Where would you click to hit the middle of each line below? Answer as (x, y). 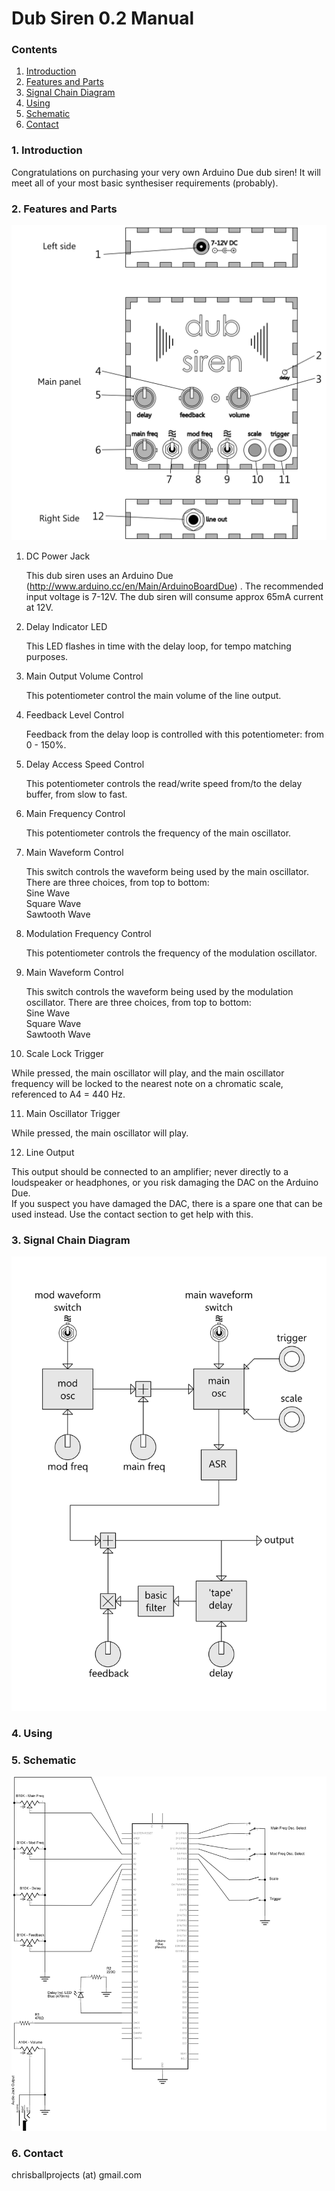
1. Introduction (47, 150)
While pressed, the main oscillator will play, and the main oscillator (148, 1073)
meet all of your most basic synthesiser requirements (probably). (145, 183)
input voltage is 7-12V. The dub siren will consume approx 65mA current (174, 597)
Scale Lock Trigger (64, 1054)
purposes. (47, 657)
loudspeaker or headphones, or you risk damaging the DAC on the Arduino (165, 1183)
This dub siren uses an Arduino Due (99, 576)
